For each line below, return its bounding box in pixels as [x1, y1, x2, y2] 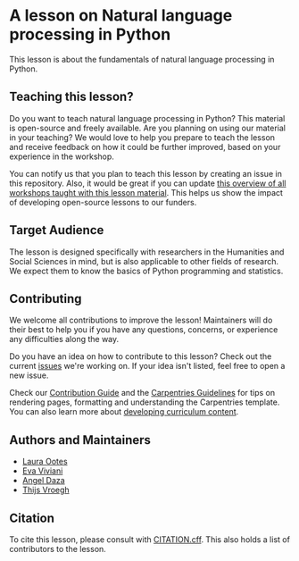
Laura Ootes [21, 456, 69, 467]
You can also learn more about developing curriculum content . [9, 406, 239, 417]
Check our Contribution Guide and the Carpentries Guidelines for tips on [9, 388, 276, 398]
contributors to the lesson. [9, 544, 107, 554]
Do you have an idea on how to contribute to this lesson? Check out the [9, 351, 272, 362]
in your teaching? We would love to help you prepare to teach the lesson [9, 131, 275, 143]
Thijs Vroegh [21, 484, 70, 496]
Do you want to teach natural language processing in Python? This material [9, 113, 286, 123]
